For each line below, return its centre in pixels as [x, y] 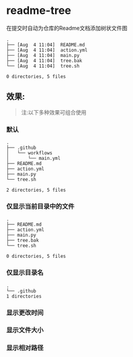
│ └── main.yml [34, 159]
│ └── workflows [29, 153]
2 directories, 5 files [36, 190]
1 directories [24, 296]
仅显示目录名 [25, 273]
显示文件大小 [25, 330]
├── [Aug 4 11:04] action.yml [47, 50]
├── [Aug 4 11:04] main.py [43, 55]
